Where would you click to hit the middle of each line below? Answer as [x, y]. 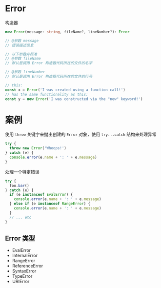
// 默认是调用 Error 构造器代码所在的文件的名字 [49, 63]
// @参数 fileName [23, 59]
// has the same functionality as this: [47, 94]
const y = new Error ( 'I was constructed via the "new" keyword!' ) [74, 99]
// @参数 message [22, 41]
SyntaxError [24, 271]
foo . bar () [19, 185]
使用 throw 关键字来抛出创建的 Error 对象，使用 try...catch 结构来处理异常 [81, 134]
